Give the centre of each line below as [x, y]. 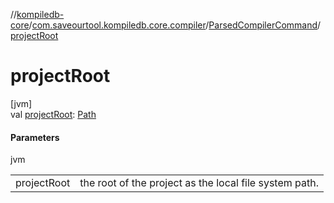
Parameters [35, 137]
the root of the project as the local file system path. [199, 183]
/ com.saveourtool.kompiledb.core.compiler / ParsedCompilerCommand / [175, 25]
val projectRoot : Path [53, 114]
